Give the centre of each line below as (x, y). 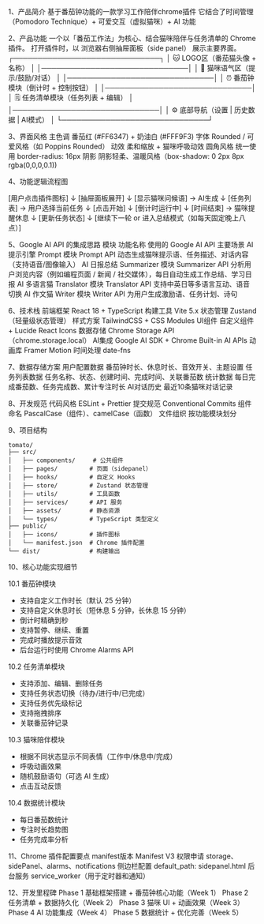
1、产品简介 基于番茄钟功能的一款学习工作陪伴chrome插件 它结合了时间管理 (131, 11)
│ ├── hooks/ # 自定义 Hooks (72, 477)
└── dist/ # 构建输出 (64, 551)
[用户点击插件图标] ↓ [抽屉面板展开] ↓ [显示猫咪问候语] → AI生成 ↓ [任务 (126, 198)
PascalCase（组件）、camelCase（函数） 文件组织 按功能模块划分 (130, 413)
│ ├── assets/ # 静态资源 (64, 511)
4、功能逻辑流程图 (38, 181)
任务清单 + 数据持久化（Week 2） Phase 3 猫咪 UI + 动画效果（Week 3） (126, 902)
